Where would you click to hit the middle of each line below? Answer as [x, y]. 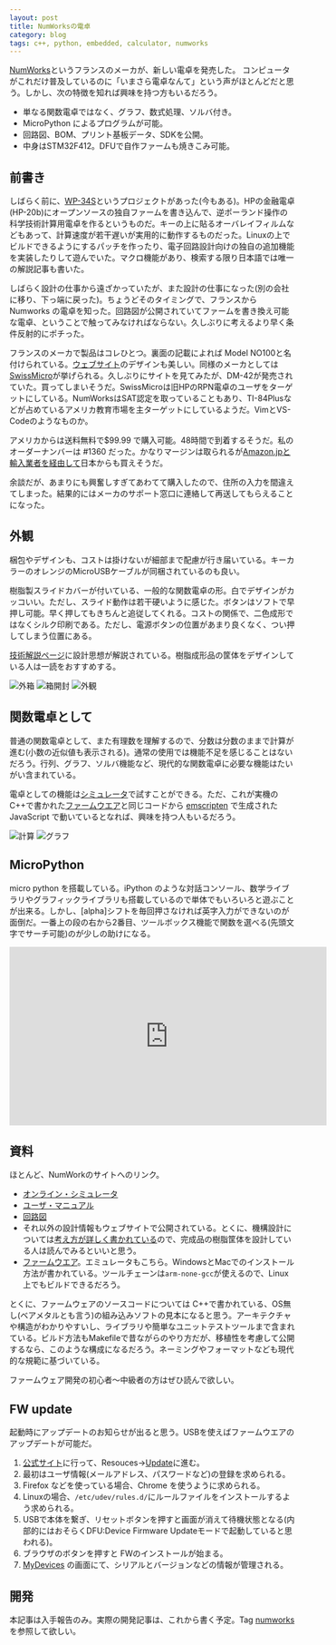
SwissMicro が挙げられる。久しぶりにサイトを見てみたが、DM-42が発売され [151, 376]
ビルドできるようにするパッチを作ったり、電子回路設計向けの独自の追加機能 [152, 247]
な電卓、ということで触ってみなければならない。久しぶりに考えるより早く [148, 322]
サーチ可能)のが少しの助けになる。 [90, 933]
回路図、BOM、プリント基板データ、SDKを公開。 [115, 135]
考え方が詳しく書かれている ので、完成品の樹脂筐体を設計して [168, 1239]
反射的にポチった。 [53, 334]
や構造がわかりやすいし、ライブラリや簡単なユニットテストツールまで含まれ [152, 1327]
